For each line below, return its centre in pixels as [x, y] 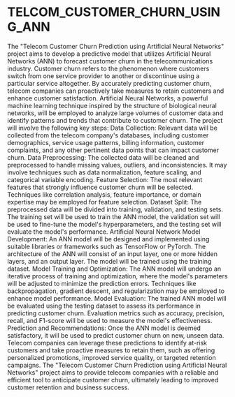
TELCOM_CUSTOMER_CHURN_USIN [114, 12]
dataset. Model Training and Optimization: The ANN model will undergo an [114, 269]
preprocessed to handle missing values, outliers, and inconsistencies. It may [117, 165]
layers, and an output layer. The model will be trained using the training [109, 261]
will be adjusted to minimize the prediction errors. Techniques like [102, 283]
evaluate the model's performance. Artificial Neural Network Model [104, 232]
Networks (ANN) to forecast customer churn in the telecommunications [110, 61]
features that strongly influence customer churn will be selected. [100, 187]
